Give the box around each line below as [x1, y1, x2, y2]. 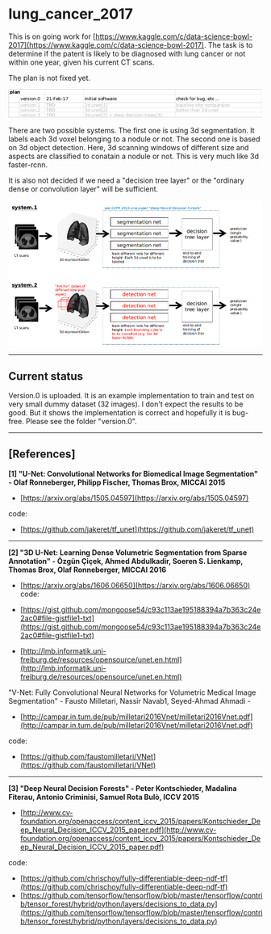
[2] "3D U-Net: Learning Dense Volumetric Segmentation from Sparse [8, 547, 248, 557]
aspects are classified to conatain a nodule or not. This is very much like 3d [8, 151, 260, 162]
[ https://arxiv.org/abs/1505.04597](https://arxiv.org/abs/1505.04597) [19, 493, 249, 503]
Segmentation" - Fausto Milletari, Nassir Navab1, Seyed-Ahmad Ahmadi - [8, 696, 252, 705]
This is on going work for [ [8, 32, 96, 41]
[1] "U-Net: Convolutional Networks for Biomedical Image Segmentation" [8, 469, 258, 478]
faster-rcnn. [8, 160, 48, 170]
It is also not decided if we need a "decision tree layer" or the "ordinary [8, 175, 244, 186]
